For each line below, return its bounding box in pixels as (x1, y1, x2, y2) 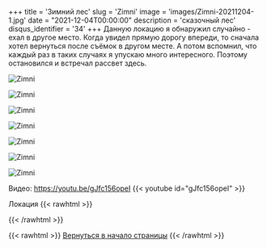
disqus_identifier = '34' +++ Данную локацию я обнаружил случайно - (8, 24, 251, 33)
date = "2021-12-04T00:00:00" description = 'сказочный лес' (28, 15, 236, 25)
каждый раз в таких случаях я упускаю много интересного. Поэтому (8, 50, 248, 59)
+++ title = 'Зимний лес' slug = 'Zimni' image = (8, 7, 167, 16)
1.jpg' (8, 15, 27, 25)
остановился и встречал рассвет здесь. (8, 58, 147, 68)
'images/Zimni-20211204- (168, 7, 255, 16)
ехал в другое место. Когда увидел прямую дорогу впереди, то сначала (8, 32, 260, 42)
